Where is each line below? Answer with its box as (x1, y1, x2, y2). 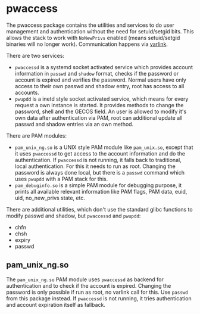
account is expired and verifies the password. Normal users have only (14, 76, 186, 83)
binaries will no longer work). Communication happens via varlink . (6, 41, 168, 48)
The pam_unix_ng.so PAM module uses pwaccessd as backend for (6, 276, 164, 283)
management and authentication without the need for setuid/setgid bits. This (6, 27, 194, 35)
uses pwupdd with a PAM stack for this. (14, 175, 108, 182)
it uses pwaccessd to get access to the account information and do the (14, 150, 186, 157)
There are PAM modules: (6, 132, 67, 139)
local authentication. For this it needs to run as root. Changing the (14, 163, 176, 170)
